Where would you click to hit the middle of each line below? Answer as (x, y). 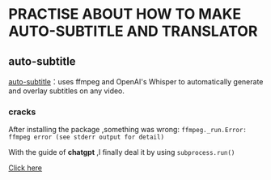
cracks (22, 112)
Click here (25, 168)
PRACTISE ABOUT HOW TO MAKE (125, 14)
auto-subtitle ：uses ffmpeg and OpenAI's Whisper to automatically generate (136, 81)
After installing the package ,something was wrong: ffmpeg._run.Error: (127, 130)
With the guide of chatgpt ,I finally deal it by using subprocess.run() (122, 152)
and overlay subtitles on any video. (67, 91)
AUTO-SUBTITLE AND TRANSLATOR (133, 31)
